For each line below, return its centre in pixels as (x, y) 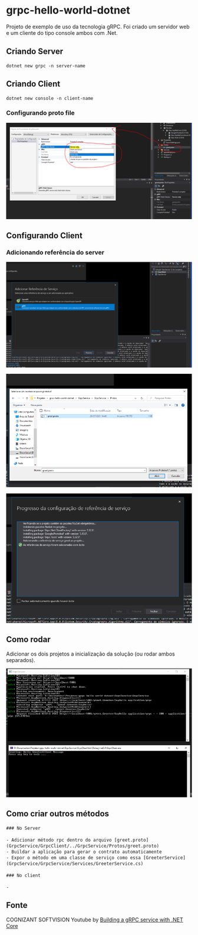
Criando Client (33, 84)
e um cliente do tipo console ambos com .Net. (62, 32)
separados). (21, 660)
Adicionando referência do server (55, 253)
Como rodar (29, 639)
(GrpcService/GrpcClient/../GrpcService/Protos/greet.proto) (83, 846)
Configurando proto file (40, 113)
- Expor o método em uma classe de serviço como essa (74, 858)
